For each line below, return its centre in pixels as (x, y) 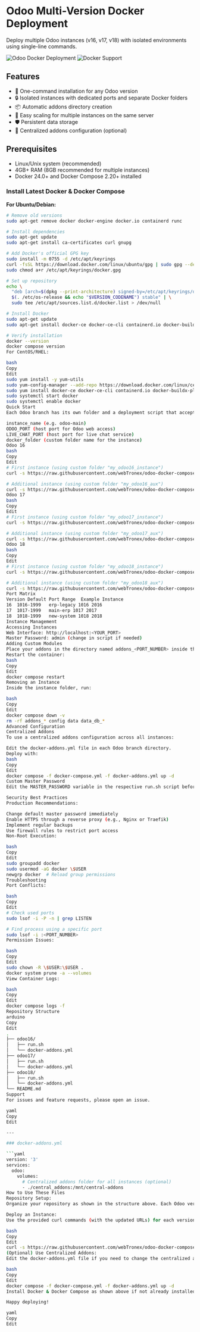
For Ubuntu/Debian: (31, 204)
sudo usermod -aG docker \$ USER (46, 869)
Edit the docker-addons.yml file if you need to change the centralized (98, 1259)
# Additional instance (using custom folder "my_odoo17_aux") (85, 533)
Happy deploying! (28, 1302)
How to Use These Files (36, 1193)
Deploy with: (22, 754)
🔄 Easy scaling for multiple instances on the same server (84, 115)
